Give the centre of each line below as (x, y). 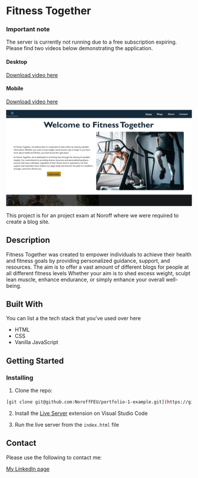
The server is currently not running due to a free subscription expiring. (92, 42)
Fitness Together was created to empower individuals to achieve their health (99, 254)
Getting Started (35, 361)
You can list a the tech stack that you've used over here (74, 318)
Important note (28, 29)
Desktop (17, 62)
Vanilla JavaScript (37, 342)
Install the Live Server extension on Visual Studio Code (81, 413)
